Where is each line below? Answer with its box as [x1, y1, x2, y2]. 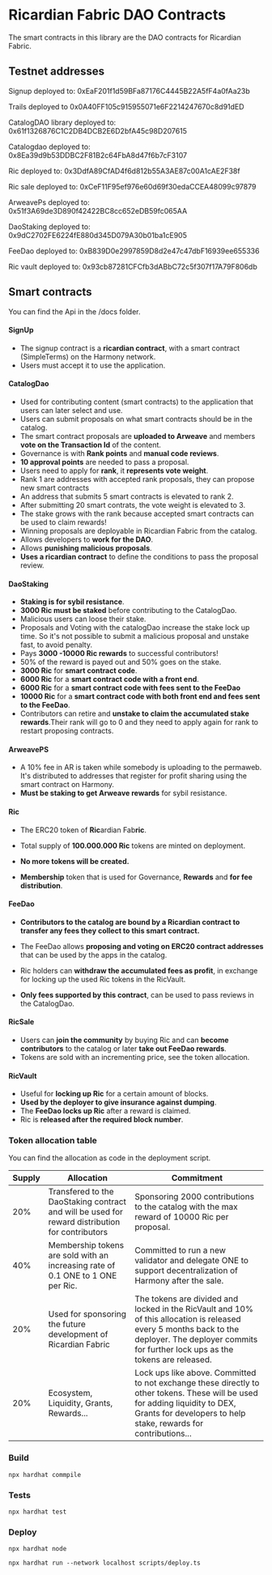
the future [48, 1318, 87, 1330]
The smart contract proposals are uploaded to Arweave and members [19, 431, 256, 441]
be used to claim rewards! [19, 517, 107, 527]
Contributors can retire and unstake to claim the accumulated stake [19, 709, 249, 718]
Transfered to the [48, 1186, 115, 1198]
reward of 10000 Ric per [134, 1211, 229, 1223]
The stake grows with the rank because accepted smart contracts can [19, 509, 254, 518]
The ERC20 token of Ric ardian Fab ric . [19, 824, 147, 835]
